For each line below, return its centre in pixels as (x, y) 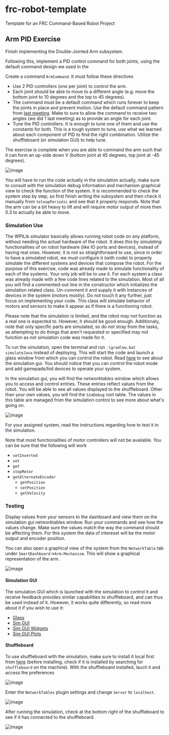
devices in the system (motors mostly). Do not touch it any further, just (79, 295)
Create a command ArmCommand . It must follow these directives (69, 76)
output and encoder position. (35, 538)
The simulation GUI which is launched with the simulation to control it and (81, 591)
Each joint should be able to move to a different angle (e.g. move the (83, 91)
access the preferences (30, 672)
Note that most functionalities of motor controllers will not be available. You (83, 440)
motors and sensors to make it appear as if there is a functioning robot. (79, 306)
